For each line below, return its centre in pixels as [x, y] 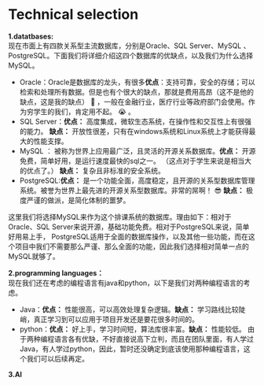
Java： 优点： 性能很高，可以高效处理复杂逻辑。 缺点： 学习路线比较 [129, 309]
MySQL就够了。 [34, 256]
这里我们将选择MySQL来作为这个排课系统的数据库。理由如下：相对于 [120, 217]
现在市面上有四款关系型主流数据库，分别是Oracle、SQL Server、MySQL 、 [129, 46]
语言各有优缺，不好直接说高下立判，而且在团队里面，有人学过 [154, 339]
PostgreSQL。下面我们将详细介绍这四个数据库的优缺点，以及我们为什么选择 [131, 55]
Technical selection [73, 15]
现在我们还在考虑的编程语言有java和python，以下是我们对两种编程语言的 [126, 283]
